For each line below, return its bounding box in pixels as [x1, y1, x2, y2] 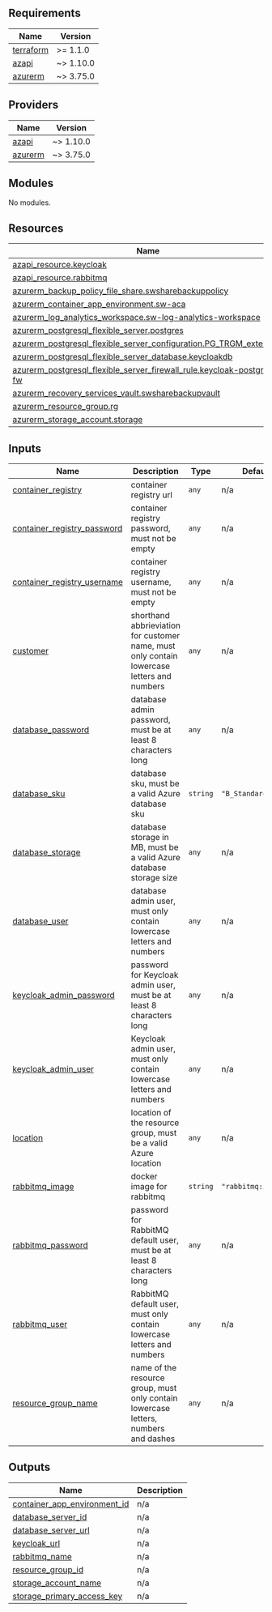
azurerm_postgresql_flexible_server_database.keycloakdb [12, 352, 233, 363]
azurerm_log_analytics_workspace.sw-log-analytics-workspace [12, 312, 261, 323]
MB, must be [130, 842, 180, 853]
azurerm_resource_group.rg [12, 401, 119, 412]
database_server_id [12, 1511, 87, 1522]
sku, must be [130, 778, 180, 789]
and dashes [130, 1433, 176, 1444]
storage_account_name [12, 1577, 102, 1589]
